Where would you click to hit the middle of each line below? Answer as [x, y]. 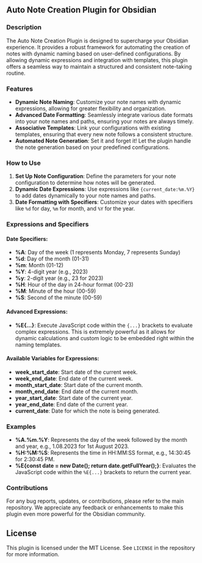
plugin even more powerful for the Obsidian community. [76, 514]
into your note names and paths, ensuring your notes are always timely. [104, 121]
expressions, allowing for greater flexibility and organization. [90, 108]
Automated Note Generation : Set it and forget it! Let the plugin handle [103, 141]
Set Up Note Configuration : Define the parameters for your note [96, 177]
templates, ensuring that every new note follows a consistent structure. [104, 134]
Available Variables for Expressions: [53, 358]
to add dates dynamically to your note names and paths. [85, 196]
